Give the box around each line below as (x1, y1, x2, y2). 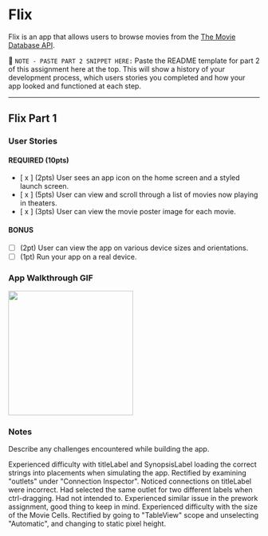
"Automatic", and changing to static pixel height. (8, 519, 166, 529)
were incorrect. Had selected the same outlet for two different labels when (8, 485, 253, 495)
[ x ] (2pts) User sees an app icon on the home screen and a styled (19, 173, 241, 182)
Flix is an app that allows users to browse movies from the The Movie (8, 32, 236, 41)
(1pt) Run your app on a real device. (19, 252, 137, 261)
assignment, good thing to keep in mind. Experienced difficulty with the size (8, 502, 258, 511)
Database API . (8, 40, 55, 49)
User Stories (8, 135, 58, 147)
